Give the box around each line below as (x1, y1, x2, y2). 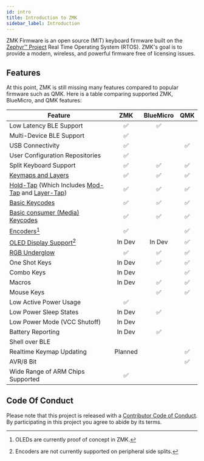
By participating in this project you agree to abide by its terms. (6, 418, 162, 426)
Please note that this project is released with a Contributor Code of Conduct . (6, 412, 198, 419)
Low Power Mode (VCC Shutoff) (9, 318, 101, 326)
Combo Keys (9, 268, 46, 276)
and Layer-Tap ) (21, 188, 67, 197)
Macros (9, 278, 32, 287)
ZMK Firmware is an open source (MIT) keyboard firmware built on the (6, 37, 183, 45)
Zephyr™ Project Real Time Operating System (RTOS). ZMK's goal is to (6, 43, 182, 51)
